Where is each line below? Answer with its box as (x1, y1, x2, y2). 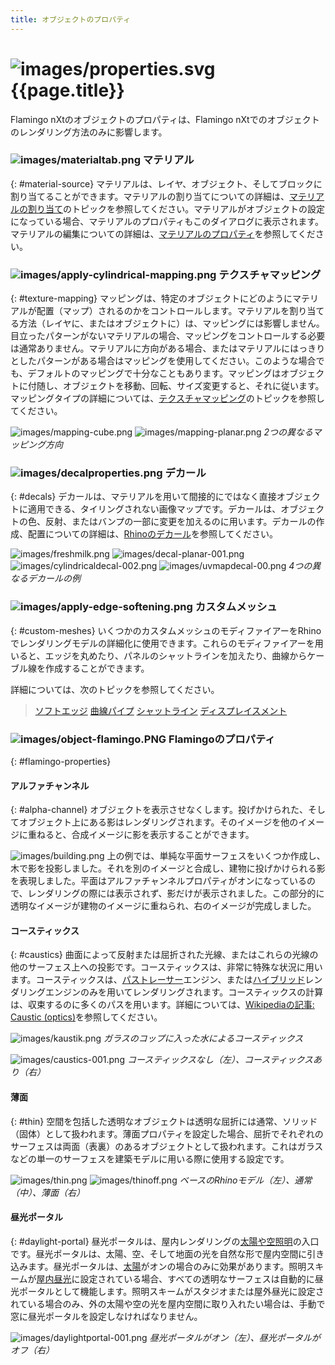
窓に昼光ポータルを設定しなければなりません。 (10, 1310, 203, 1322)
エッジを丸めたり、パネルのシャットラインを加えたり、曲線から (44, 649, 308, 661)
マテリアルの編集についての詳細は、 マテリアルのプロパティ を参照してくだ (10, 227, 316, 240)
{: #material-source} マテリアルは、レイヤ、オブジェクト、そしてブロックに (10, 177, 323, 190)
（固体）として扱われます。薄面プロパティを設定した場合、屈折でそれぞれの (10, 1127, 324, 1140)
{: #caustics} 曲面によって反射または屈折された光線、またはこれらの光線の (10, 949, 319, 961)
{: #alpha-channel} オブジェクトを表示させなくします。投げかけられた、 (10, 804, 308, 816)
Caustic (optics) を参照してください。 (10, 1011, 163, 1023)
